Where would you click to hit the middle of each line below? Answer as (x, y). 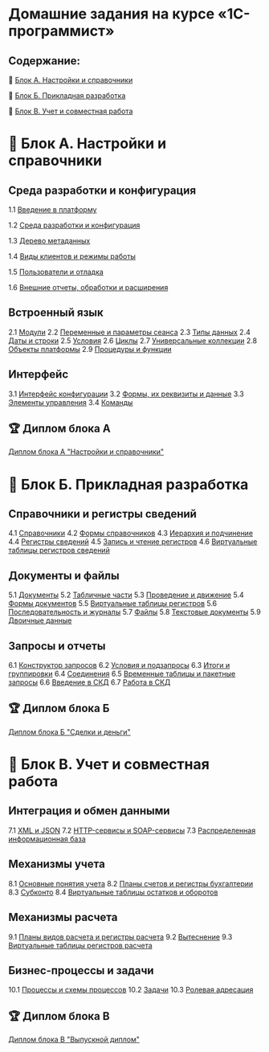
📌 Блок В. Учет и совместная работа (71, 111)
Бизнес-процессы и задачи (81, 970)
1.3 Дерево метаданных (49, 241)
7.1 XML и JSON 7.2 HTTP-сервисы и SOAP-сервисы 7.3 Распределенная (132, 830)
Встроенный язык (56, 313)
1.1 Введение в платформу (53, 209)
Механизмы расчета (63, 917)
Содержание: (45, 61)
